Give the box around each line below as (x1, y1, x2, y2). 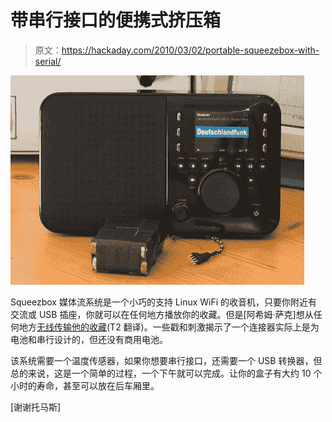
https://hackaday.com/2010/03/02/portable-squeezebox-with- (61, 44, 320, 56)
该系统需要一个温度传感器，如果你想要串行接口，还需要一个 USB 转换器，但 (10, 354, 323, 366)
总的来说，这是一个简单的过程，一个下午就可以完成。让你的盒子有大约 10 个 (10, 367, 323, 379)
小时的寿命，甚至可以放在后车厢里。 (10, 379, 160, 391)
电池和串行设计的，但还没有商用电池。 (10, 333, 168, 345)
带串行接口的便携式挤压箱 (10, 9, 222, 32)
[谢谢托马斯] (10, 401, 62, 413)
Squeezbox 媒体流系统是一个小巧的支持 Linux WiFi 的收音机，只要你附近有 (10, 296, 318, 308)
